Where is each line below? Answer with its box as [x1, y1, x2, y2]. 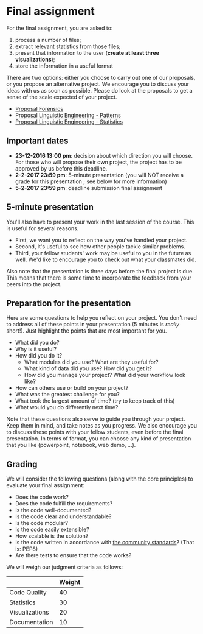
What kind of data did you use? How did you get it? [24, 365, 152, 372]
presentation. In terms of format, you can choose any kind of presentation [6, 435, 191, 442]
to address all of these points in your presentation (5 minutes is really [6, 321, 180, 328]
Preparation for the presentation [6, 298, 131, 308]
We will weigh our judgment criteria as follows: [6, 563, 123, 571]
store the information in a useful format [15, 62, 114, 69]
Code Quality [9, 588, 47, 597]
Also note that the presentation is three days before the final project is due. [6, 267, 194, 275]
